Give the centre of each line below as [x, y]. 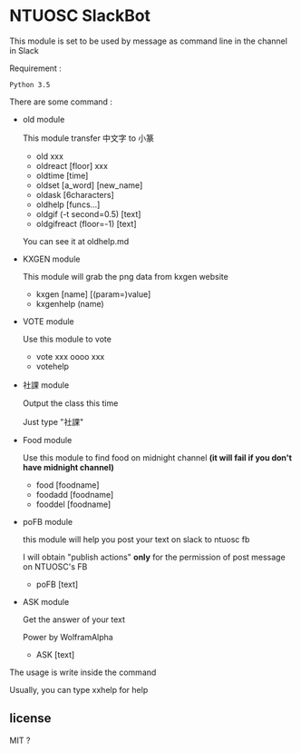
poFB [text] [57, 584]
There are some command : [61, 102]
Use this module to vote [67, 339]
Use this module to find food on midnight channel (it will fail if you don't [157, 457]
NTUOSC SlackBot [80, 16]
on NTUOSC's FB [55, 566]
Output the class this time [70, 403]
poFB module [48, 521]
